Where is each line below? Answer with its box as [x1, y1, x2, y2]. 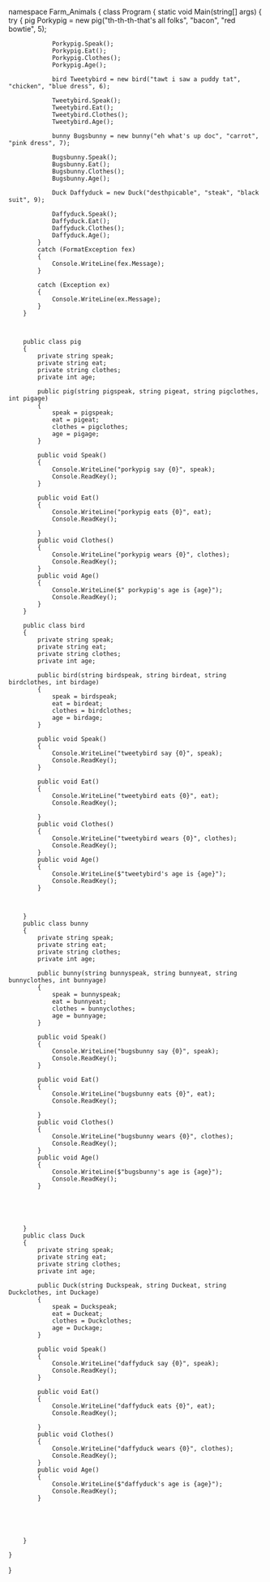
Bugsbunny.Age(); [51, 174, 111, 182]
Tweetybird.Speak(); [51, 96, 122, 105]
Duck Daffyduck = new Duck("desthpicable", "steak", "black [51, 189, 259, 197]
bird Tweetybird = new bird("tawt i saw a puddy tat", [51, 75, 242, 84]
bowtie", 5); [8, 24, 47, 33]
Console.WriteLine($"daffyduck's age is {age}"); [51, 1480, 223, 1488]
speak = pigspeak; [51, 409, 114, 417]
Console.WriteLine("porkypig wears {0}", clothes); [51, 551, 230, 559]
